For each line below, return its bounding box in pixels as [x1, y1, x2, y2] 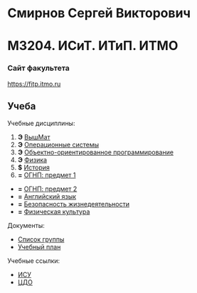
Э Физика [17, 156, 48, 164]
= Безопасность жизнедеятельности [17, 200, 130, 209]
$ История [17, 163, 50, 172]
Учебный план [17, 243, 61, 252]
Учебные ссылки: [7, 257, 60, 265]
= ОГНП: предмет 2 [17, 184, 78, 194]
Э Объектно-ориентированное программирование [17, 148, 174, 157]
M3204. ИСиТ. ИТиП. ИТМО [7, 38, 179, 54]
